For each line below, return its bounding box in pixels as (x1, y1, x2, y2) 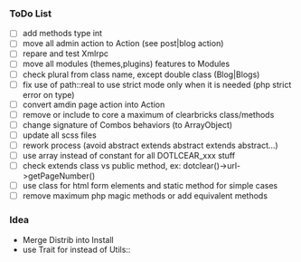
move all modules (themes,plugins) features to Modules (22, 58, 230, 70)
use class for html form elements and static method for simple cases (22, 180, 278, 191)
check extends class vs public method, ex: (22, 160, 182, 171)
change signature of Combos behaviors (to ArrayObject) (22, 119, 233, 130)
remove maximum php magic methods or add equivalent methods (22, 190, 268, 201)
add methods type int (22, 28, 102, 39)
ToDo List (9, 7, 52, 20)
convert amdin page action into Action (22, 99, 165, 110)
